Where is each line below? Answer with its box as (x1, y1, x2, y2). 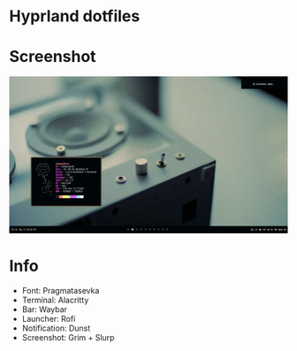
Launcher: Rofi (21, 313, 76, 324)
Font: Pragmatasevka (21, 285, 100, 295)
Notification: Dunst (21, 323, 91, 333)
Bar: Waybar (21, 303, 68, 315)
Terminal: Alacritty (21, 294, 89, 305)
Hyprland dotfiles (9, 6, 141, 27)
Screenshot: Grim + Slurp (21, 332, 115, 342)
